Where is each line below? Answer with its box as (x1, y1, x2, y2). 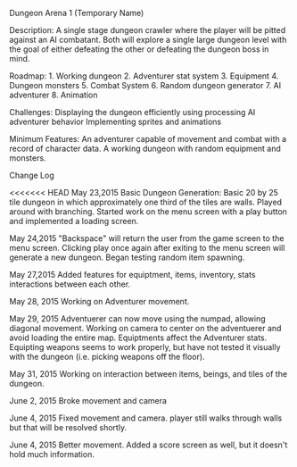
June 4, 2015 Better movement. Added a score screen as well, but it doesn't (9, 439, 288, 450)
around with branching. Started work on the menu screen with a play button (9, 206, 288, 217)
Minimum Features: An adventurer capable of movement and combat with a (9, 134, 287, 144)
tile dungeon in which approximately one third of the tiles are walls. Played (9, 196, 283, 207)
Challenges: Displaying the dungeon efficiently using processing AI (9, 107, 256, 117)
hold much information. (9, 449, 95, 459)
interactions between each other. (9, 279, 131, 289)
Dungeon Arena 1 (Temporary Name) (9, 8, 144, 18)
